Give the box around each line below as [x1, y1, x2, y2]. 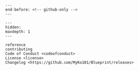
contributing [5, 47, 33, 52]
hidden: [5, 25, 22, 30]
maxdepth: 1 [5, 29, 30, 34]
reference [5, 42, 26, 47]
